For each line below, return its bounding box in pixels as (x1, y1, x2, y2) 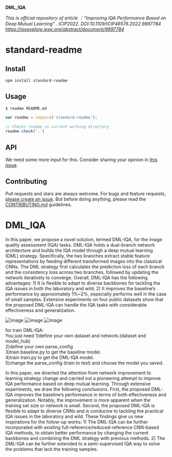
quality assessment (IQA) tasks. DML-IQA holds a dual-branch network (5, 242, 155, 248)
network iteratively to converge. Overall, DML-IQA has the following (5, 274, 148, 281)
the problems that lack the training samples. (5, 446, 99, 452)
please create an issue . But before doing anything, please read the (5, 196, 146, 202)
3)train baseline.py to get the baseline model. (5, 349, 101, 355)
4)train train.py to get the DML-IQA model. (5, 354, 94, 361)
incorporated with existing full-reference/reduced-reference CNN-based (5, 424, 159, 430)
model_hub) (5, 338, 31, 344)
